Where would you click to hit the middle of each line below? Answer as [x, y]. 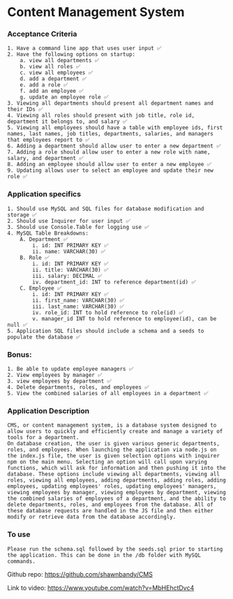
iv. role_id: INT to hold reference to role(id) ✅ [108, 312]
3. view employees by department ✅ [60, 381]
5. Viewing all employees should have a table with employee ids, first [115, 128]
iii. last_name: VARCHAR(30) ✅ [78, 306]
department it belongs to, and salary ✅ [67, 122]
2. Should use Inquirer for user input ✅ [69, 221]
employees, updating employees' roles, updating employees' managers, [112, 487]
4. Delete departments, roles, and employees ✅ [78, 387]
